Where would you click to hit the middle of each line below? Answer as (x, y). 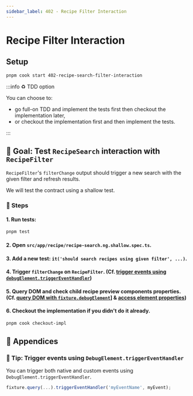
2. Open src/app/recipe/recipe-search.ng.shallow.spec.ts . (79, 245)
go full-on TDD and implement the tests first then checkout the (90, 109)
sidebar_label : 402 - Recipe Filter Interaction (66, 11)
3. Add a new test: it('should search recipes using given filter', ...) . (97, 258)
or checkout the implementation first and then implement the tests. (95, 121)
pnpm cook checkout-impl (36, 323)
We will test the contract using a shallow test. (61, 190)
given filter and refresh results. (43, 179)
